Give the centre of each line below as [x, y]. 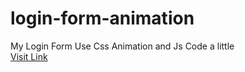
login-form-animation [102, 18]
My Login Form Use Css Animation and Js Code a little [122, 46]
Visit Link [29, 56]
